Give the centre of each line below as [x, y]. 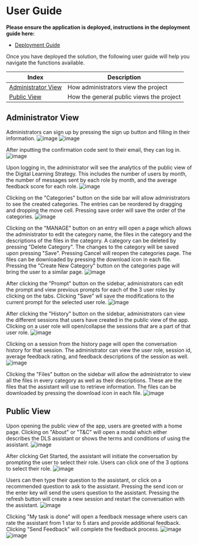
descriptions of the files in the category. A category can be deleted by [91, 240]
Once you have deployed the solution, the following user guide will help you [98, 56]
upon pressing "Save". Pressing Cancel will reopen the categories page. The [99, 253]
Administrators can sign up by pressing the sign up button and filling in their [98, 132]
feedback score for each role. [42, 186]
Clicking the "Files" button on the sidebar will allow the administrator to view [99, 374]
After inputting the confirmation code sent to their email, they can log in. [94, 149]
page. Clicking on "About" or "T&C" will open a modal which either [87, 432]
